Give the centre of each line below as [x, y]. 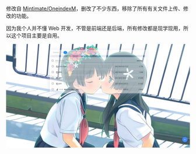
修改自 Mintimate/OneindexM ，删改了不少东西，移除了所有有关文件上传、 [95, 8]
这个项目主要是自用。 [36, 36]
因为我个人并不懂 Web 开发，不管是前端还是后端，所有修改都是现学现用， [95, 28]
